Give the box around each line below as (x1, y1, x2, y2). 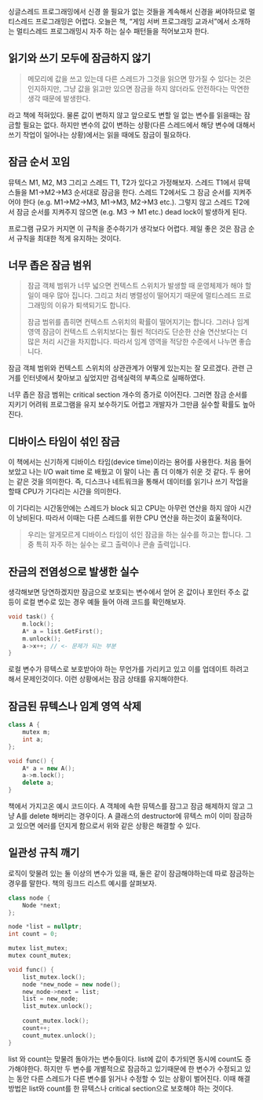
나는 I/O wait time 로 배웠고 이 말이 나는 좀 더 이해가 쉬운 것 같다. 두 (28, 467, 237, 477)
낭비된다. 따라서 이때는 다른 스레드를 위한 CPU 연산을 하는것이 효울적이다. (16, 513, 243, 522)
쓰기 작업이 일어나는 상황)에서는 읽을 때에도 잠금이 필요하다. (8, 130, 191, 139)
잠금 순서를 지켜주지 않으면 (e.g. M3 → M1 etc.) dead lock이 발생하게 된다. (16, 207, 247, 216)
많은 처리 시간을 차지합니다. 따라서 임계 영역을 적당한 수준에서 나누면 (27, 337, 237, 346)
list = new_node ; (22, 995, 79, 1003)
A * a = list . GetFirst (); (22, 627, 104, 635)
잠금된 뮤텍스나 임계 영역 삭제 (8, 699, 142, 713)
